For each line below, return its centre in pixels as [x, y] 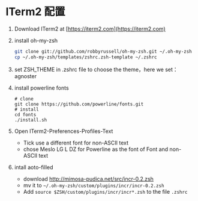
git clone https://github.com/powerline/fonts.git [79, 104]
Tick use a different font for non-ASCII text [76, 143]
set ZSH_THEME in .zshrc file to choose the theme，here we [89, 69]
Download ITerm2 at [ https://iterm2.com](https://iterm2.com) [90, 29]
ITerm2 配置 [35, 12]
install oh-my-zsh [36, 40]
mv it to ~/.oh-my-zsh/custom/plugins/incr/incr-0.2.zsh [94, 185]
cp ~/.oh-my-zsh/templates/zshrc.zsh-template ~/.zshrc [85, 57]
